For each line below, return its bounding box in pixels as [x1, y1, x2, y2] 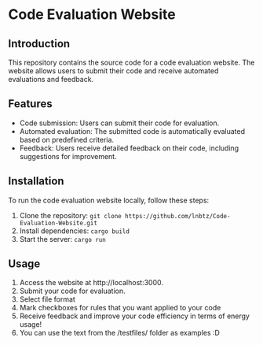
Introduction [8, 37, 71, 50]
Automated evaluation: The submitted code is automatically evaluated [19, 126, 246, 135]
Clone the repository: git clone [19, 210, 122, 220]
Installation [8, 175, 64, 188]
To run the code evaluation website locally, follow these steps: [8, 195, 210, 205]
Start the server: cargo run [19, 234, 106, 243]
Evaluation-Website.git [19, 219, 98, 227]
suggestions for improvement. [19, 151, 117, 161]
